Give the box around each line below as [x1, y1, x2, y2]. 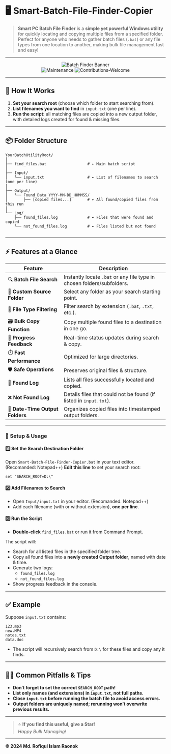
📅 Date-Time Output [8, 405, 59, 413]
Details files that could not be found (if [63, 391, 155, 398]
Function [8, 326, 30, 333]
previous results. [12, 706, 50, 712]
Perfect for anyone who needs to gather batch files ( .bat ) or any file [17, 36, 161, 42]
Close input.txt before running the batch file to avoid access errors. [12, 695, 160, 701]
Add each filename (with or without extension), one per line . [12, 503, 139, 510]
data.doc [5, 637, 24, 642]
